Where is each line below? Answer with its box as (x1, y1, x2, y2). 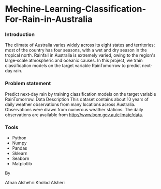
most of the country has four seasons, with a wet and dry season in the (5, 47, 147, 53)
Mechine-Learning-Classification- (5, 3, 146, 15)
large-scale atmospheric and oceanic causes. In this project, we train (5, 57, 143, 64)
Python (12, 135, 27, 141)
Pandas (12, 145, 28, 151)
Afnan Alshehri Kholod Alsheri (5, 180, 65, 186)
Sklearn (12, 151, 28, 156)
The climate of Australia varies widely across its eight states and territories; (5, 42, 155, 48)
